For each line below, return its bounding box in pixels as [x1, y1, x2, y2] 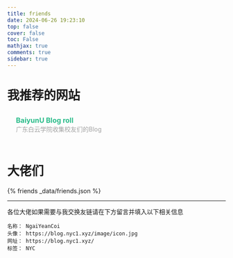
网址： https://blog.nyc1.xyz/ [7, 237, 95, 244]
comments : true [7, 49, 51, 56]
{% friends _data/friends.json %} [7, 186, 101, 195]
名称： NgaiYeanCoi [7, 223, 60, 229]
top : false [7, 23, 39, 30]
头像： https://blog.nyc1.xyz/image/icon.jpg [7, 230, 138, 237]
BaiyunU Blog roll [16, 115, 74, 125]
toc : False [7, 36, 39, 43]
